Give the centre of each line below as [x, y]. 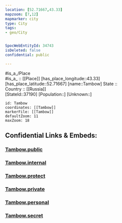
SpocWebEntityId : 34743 [30, 46]
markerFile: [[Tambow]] [30, 112]
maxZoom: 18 [17, 120]
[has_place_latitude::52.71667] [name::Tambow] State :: [61, 84]
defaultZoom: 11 [22, 116]
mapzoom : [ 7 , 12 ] [22, 14]
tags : [11, 28]
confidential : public [27, 55]
